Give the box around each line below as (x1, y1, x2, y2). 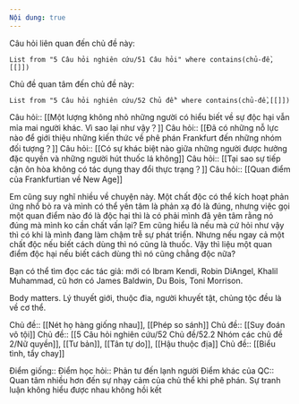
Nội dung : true (9, 13, 66, 22)
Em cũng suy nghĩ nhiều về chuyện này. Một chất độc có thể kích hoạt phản (9, 191, 289, 202)
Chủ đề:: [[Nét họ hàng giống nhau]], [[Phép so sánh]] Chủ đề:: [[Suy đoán (9, 319, 286, 330)
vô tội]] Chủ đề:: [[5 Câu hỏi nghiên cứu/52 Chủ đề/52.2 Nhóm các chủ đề (9, 329, 284, 340)
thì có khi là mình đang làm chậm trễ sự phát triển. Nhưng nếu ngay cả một (9, 229, 285, 240)
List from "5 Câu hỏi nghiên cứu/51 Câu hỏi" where (9, 55, 206, 64)
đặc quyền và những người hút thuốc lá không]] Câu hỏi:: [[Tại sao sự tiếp (9, 153, 281, 164)
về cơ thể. (9, 302, 47, 313)
